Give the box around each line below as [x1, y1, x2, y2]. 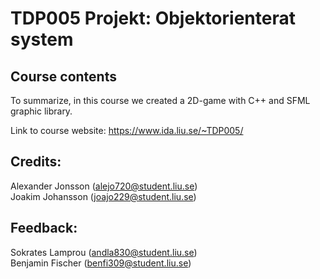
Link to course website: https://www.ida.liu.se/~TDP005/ [10, 125, 244, 136]
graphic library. [10, 105, 73, 117]
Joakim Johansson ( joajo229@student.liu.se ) [10, 190, 197, 202]
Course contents [10, 68, 117, 85]
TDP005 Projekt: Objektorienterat [10, 7, 296, 30]
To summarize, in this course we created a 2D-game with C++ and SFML [10, 95, 311, 106]
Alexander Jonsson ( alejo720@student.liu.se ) [10, 180, 198, 192]
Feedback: [10, 220, 78, 237]
